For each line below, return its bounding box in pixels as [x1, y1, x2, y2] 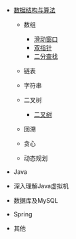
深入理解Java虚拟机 [13, 182, 69, 190]
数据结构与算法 [13, 6, 56, 14]
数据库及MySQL [13, 197, 58, 204]
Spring [13, 210, 33, 218]
